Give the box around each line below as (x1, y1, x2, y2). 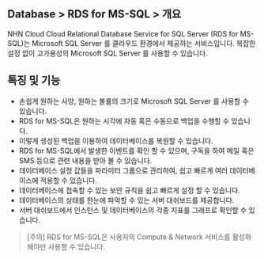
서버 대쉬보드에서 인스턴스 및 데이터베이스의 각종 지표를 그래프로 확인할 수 (18, 205, 247, 215)
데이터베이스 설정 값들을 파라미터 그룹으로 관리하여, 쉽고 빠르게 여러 (18, 166, 228, 175)
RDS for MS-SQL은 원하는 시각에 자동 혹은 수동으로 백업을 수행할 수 (18, 116, 230, 125)
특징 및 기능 (7, 74, 61, 87)
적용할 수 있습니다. (40, 175, 98, 185)
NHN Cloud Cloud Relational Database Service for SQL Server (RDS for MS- (7, 29, 255, 38)
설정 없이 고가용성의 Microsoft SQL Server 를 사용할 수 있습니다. (7, 48, 209, 58)
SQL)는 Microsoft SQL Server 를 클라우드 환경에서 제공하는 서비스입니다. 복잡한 (7, 38, 256, 48)
